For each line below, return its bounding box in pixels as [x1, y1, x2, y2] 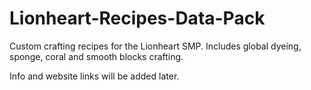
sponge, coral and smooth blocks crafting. [9, 50, 184, 62]
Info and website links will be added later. [9, 70, 180, 82]
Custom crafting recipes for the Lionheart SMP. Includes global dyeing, [9, 40, 302, 52]
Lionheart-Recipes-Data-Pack [9, 7, 266, 30]
